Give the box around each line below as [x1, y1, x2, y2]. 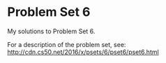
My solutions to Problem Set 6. [7, 27, 96, 35]
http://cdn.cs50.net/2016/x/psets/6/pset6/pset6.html [7, 48, 159, 56]
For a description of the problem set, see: [7, 40, 126, 48]
